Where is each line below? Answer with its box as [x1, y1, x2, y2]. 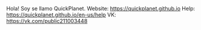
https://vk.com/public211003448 [6, 18, 88, 24]
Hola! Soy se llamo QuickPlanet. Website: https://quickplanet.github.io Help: [6, 5, 196, 12]
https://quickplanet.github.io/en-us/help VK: [6, 11, 116, 18]
